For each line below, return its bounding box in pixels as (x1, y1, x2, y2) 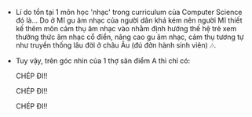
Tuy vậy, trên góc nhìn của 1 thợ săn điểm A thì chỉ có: (15, 56, 191, 66)
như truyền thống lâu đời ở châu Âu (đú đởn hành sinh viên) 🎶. (15, 41, 217, 50)
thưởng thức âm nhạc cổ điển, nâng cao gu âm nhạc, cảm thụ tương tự (15, 32, 244, 41)
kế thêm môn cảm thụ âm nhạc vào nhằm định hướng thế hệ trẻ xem (15, 24, 237, 33)
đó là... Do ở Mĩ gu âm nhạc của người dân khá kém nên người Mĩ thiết (15, 16, 243, 25)
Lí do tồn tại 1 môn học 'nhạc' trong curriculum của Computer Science (15, 8, 243, 16)
